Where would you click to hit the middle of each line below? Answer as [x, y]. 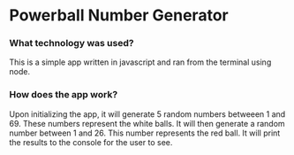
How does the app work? [64, 95]
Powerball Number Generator [119, 15]
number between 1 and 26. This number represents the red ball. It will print [145, 133]
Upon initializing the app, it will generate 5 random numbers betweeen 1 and [147, 114]
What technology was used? [72, 43]
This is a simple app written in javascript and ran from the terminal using [140, 62]
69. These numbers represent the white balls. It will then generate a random [147, 123]
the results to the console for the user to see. [91, 142]
